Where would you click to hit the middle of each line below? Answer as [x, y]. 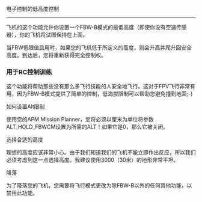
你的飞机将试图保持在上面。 [54, 35]
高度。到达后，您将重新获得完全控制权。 [56, 55]
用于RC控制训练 [29, 72]
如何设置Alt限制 [26, 106]
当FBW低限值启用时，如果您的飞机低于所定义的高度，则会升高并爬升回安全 [99, 47]
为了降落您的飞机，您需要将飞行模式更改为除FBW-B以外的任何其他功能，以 [99, 186]
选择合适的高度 [25, 139]
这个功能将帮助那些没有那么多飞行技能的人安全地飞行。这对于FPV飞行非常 [98, 87]
